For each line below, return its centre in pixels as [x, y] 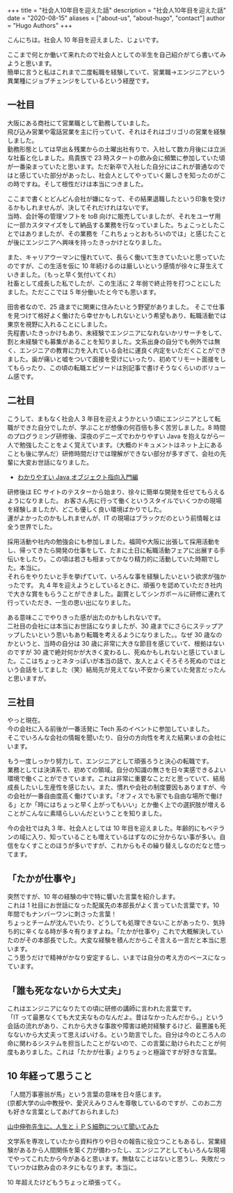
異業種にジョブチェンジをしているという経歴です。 [80, 81]
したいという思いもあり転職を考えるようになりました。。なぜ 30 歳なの [121, 634]
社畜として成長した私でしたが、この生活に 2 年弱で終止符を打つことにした [114, 283]
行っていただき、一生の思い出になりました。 [71, 602]
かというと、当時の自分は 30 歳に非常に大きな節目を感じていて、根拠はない [116, 643]
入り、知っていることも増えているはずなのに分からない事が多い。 [126, 837]
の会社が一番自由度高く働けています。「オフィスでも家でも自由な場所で [109, 796]
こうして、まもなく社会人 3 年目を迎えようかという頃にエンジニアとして [111, 418]
